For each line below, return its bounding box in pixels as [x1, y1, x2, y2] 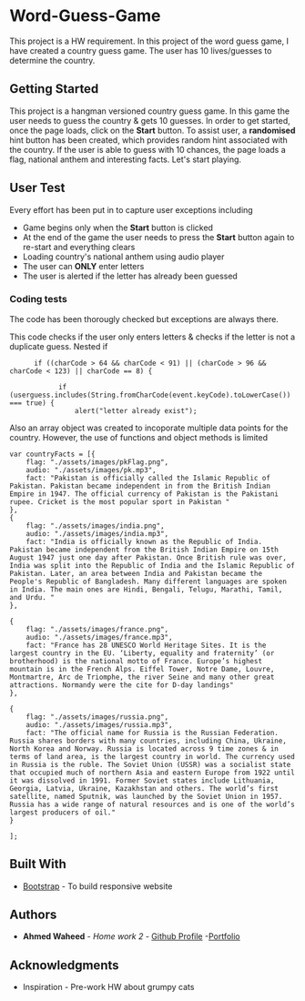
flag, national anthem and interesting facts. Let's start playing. [9, 154, 242, 165]
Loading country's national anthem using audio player [22, 251, 225, 262]
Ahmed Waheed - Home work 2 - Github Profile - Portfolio [22, 931, 241, 942]
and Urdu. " [9, 592, 55, 602]
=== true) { [9, 398, 55, 408]
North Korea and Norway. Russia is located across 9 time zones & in [9, 743, 280, 753]
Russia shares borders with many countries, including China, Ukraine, [9, 736, 287, 745]
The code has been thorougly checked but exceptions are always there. [9, 313, 280, 324]
